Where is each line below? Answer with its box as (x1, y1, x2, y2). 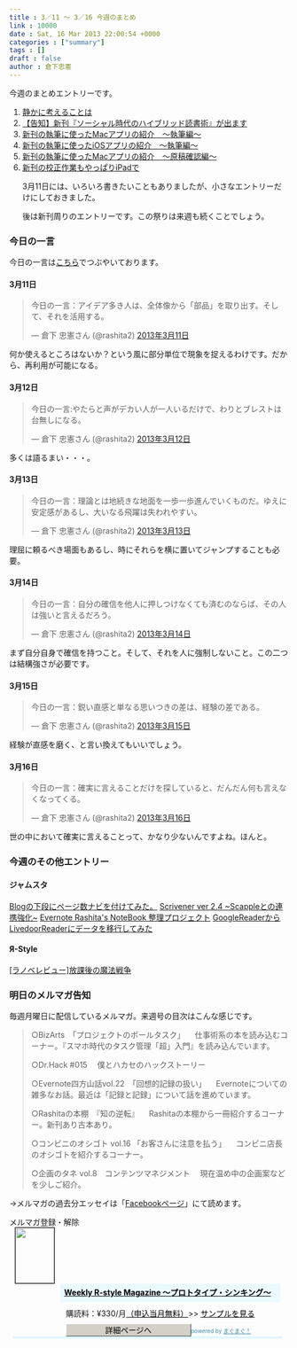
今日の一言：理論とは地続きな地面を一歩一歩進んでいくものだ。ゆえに (30, 495, 287, 506)
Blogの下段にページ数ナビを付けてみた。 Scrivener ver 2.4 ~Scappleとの (9, 900, 276, 911)
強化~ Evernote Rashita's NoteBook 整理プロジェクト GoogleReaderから (16, 912, 281, 923)
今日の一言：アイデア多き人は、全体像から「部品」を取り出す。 (30, 300, 263, 311)
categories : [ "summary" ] (9, 37, 105, 47)
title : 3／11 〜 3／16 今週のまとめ (9, 12, 137, 22)
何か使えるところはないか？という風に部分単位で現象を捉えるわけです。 (9, 349, 272, 360)
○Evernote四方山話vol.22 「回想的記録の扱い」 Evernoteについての (30, 1079, 288, 1089)
